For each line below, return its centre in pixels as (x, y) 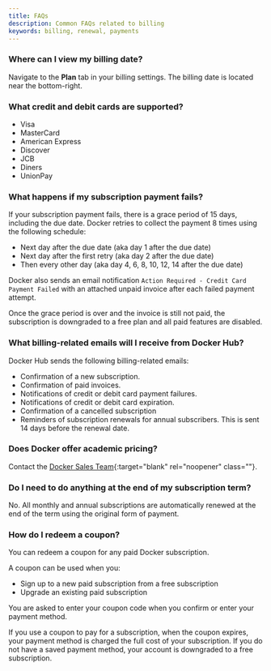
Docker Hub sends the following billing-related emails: (99, 361)
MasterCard (40, 132)
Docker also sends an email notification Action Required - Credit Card (127, 280)
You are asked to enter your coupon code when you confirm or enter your (131, 608)
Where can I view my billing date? (76, 59)
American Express (51, 141)
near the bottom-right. (45, 85)
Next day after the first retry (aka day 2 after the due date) (117, 256)
